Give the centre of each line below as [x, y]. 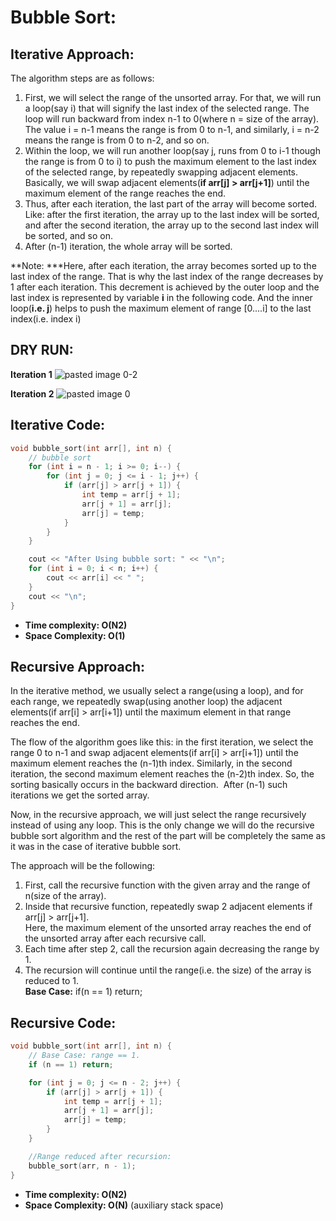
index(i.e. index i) [46, 319]
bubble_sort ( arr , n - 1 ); [82, 1166]
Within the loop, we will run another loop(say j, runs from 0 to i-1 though [172, 150]
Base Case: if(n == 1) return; [83, 992]
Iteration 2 [32, 393]
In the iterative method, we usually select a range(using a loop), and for [157, 691]
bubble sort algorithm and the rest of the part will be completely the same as [168, 836]
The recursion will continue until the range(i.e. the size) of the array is [168, 970]
